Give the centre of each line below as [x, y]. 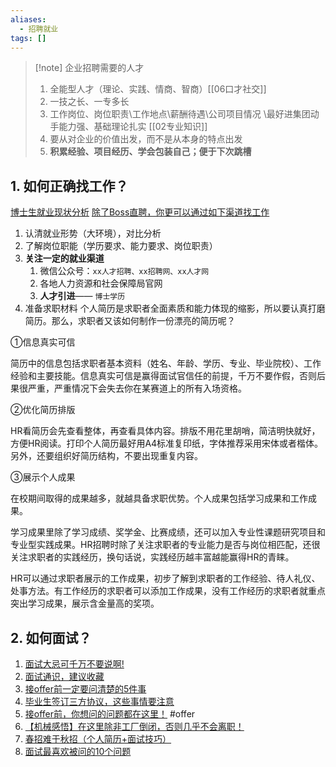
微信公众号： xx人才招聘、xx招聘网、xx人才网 [124, 271]
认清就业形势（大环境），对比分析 [93, 233]
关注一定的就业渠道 [64, 258]
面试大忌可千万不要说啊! [74, 664]
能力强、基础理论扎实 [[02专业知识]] [133, 127]
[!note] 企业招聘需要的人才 [89, 68]
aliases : [28, 19]
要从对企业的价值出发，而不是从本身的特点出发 [146, 139]
